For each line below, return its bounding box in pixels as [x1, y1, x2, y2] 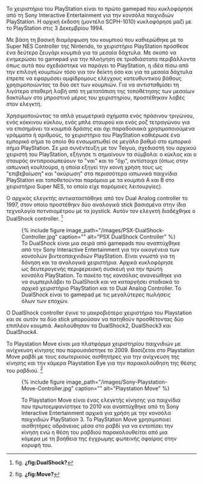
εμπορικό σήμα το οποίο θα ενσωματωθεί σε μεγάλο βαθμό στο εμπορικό [6, 138, 192, 145]
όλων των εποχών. [21, 297, 69, 304]
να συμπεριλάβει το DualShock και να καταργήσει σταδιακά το [21, 278, 180, 285]
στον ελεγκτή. [6, 100, 42, 108]
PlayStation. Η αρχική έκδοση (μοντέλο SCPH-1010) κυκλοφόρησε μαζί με [6, 18, 192, 25]
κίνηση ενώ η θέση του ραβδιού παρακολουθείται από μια [21, 429, 168, 436]
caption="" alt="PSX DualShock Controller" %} [59, 233, 176, 240]
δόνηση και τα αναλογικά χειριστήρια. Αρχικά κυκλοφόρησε [21, 258, 173, 266]
